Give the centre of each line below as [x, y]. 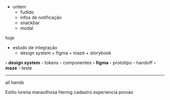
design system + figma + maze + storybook [66, 53]
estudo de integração [35, 47]
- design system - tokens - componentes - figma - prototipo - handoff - [80, 63]
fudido [27, 12]
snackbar [30, 23]
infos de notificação [41, 17]
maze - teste [18, 68]
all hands [15, 82]
